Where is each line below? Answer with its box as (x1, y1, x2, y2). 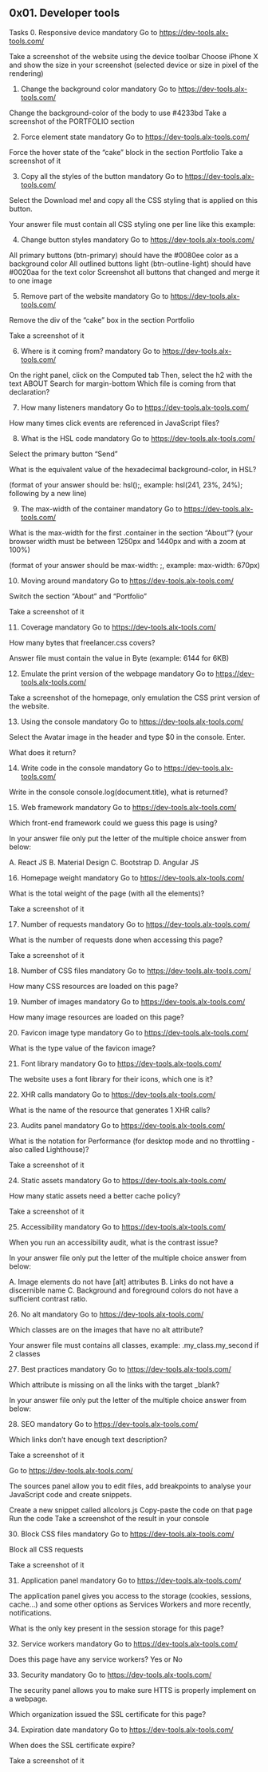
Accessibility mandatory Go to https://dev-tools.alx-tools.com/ (20, 1222, 227, 1231)
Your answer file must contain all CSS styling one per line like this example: (9, 219, 256, 228)
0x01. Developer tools (9, 6, 120, 20)
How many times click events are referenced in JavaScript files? (9, 418, 220, 427)
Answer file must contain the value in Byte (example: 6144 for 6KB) (9, 653, 230, 662)
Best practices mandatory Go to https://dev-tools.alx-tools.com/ (20, 1364, 232, 1373)
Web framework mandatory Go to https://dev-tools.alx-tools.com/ (20, 802, 237, 812)
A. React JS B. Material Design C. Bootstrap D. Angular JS (9, 857, 199, 867)
